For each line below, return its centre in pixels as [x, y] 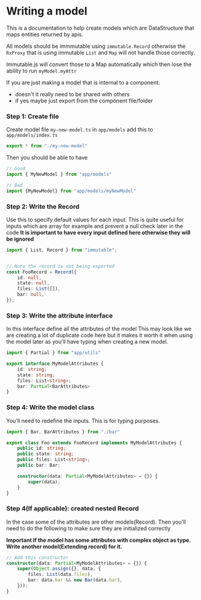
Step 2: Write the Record [43, 206]
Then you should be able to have [47, 158]
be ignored [20, 239]
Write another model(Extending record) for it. [64, 546]
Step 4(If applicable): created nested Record [73, 508]
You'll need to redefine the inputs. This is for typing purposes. [83, 421]
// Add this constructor [37, 558]
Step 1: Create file [33, 116]
